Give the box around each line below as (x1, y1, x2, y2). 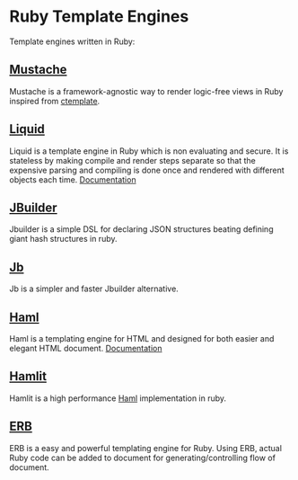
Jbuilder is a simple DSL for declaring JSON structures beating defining (9, 224, 274, 235)
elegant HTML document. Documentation (9, 343, 163, 353)
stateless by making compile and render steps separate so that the (9, 155, 256, 165)
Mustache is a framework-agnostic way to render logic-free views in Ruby (9, 85, 284, 96)
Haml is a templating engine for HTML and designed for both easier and (9, 333, 275, 343)
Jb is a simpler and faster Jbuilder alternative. (9, 283, 180, 294)
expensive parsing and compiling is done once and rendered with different (9, 164, 285, 175)
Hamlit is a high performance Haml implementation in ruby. (9, 393, 227, 404)
